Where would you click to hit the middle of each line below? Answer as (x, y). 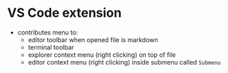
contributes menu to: (48, 32)
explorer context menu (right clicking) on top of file (102, 55)
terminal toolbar (51, 47)
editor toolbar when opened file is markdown (93, 39)
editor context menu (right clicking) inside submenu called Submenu (124, 62)
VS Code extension (64, 13)
